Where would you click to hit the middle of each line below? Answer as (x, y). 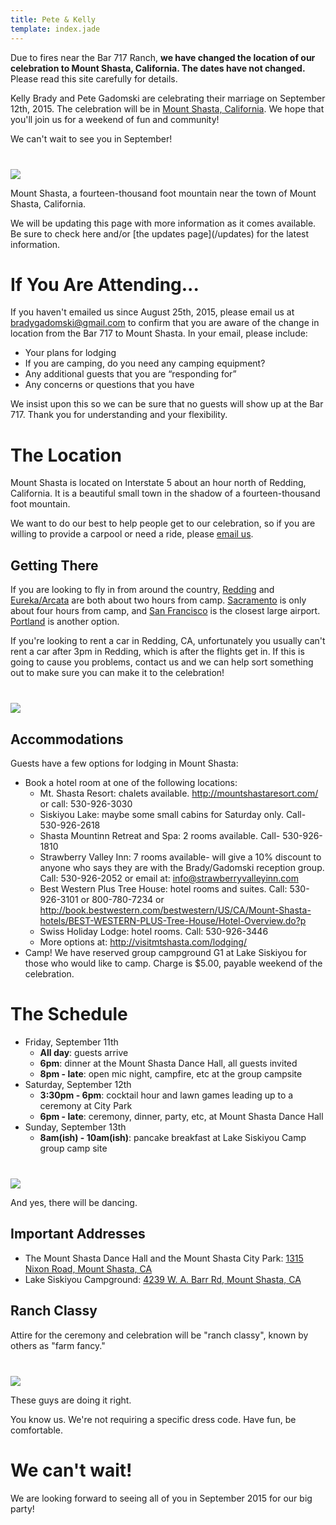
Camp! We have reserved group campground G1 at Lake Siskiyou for (165, 952)
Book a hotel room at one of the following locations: (131, 782)
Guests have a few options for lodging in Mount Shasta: (124, 763)
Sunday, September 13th (75, 1127)
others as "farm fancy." (58, 1345)
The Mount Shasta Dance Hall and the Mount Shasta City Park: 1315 (164, 1258)
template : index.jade (55, 29)
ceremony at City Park (86, 1105)
